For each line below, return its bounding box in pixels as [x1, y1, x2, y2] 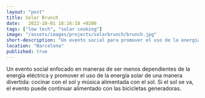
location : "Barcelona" [6, 43, 64, 49]
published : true [6, 49, 48, 55]
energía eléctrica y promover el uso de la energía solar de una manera [6, 71, 183, 79]
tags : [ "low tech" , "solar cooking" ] [6, 26, 103, 32]
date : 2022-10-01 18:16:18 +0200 [6, 20, 97, 26]
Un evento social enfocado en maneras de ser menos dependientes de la [6, 65, 190, 72]
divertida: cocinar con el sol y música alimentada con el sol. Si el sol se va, [6, 78, 194, 85]
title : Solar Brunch [6, 15, 59, 21]
